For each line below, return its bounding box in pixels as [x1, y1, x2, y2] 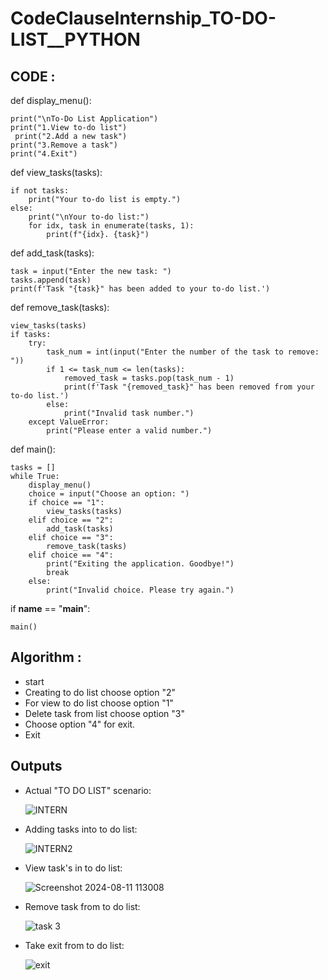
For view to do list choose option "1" [24, 697, 174, 709]
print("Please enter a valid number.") [46, 426, 213, 436]
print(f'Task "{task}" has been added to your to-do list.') [10, 284, 271, 294]
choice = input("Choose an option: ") [28, 489, 190, 499]
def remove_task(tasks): [10, 302, 110, 313]
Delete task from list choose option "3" [24, 707, 185, 719]
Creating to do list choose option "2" [24, 686, 177, 698]
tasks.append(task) [10, 275, 92, 285]
